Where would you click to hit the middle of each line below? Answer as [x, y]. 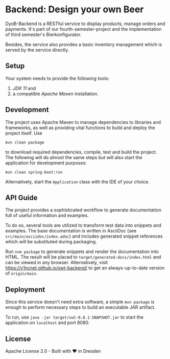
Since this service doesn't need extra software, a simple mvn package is [80, 302]
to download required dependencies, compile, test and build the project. [81, 152]
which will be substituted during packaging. [51, 242]
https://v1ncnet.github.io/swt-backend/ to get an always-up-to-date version [85, 268]
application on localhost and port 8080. [47, 323]
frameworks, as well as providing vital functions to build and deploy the [80, 128]
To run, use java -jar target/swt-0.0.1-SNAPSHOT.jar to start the [75, 317]
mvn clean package [25, 142]
